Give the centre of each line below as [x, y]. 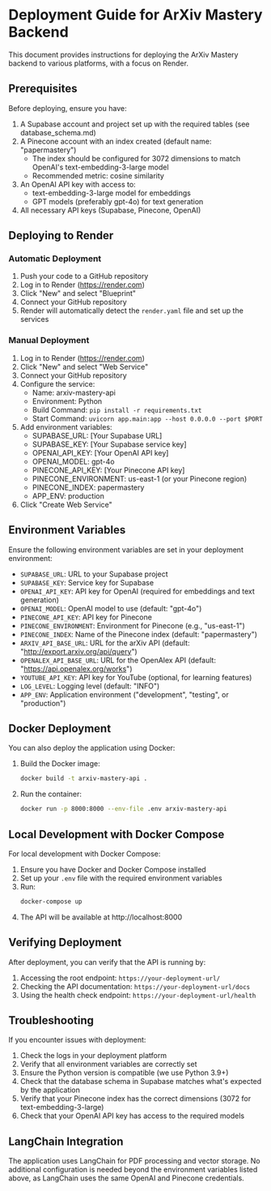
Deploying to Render [61, 236]
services [34, 319]
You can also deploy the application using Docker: [92, 748]
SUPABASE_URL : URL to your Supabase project [94, 574]
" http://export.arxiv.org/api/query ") [78, 651]
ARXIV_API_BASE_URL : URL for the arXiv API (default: [105, 643]
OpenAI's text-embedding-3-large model [100, 167]
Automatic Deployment [55, 259]
